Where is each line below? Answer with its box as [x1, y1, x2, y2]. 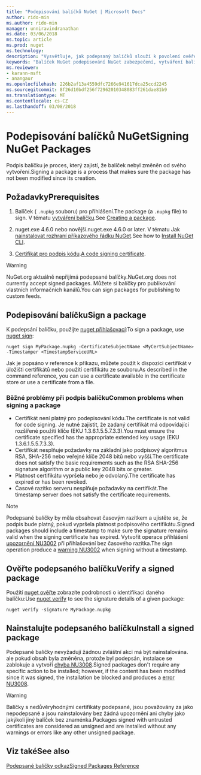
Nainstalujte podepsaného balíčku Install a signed [6, 623, 194, 633]
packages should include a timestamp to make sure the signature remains [6, 527, 188, 534]
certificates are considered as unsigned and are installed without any [6, 722, 176, 729]
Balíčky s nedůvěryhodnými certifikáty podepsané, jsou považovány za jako [6, 703, 193, 710]
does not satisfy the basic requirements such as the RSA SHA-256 [14, 459, 179, 466]
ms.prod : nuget [6, 43, 44, 49]
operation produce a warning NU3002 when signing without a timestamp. [6, 546, 188, 553]
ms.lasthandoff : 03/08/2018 [6, 103, 77, 110]
